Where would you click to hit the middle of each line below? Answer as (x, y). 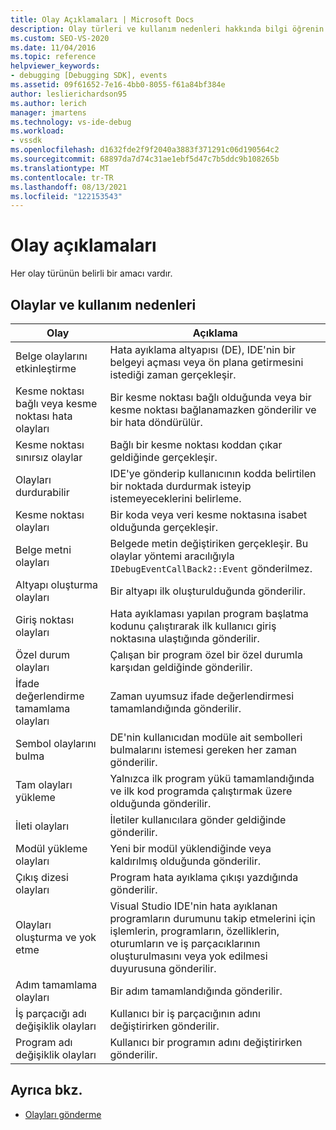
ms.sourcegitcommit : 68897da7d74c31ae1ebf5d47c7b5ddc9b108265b (145, 159)
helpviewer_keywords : (55, 66)
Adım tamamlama (56, 984)
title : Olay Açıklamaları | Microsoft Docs (102, 19)
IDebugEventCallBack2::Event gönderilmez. (211, 568)
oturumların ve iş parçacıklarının (185, 943)
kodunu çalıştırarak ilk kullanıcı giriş (193, 626)
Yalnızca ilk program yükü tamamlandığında (212, 778)
